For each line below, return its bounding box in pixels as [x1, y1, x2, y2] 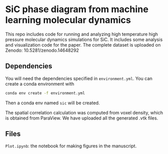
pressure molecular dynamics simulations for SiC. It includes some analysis [5, 36, 163, 43]
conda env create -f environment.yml [5, 90, 85, 96]
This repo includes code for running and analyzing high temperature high [5, 31, 158, 37]
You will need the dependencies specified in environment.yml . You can [5, 75, 153, 82]
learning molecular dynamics [5, 14, 131, 26]
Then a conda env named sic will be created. [5, 100, 100, 106]
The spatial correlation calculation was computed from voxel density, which [5, 109, 163, 115]
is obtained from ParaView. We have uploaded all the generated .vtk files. [5, 115, 158, 121]
